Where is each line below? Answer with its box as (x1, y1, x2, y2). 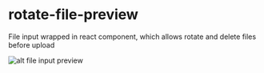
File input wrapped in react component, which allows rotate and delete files (8, 32, 257, 41)
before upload (8, 40, 55, 49)
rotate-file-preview (8, 6, 138, 24)
